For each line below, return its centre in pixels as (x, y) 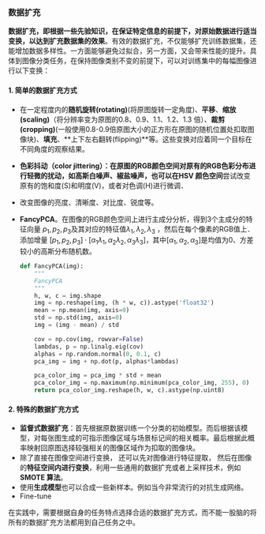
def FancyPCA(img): (52, 266)
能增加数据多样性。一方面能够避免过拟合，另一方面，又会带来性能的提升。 (129, 51)
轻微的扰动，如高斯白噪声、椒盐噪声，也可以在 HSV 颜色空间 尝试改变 (138, 175)
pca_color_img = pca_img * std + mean (98, 376)
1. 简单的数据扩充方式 (43, 90)
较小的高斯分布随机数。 (58, 251)
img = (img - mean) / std (77, 325)
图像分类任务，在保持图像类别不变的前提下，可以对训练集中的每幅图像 (136, 61)
